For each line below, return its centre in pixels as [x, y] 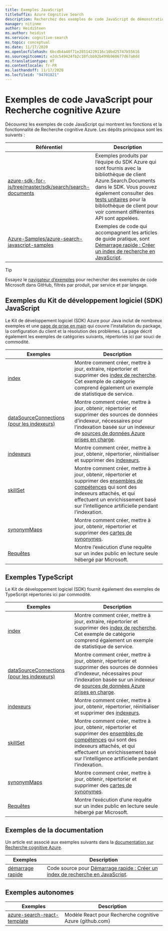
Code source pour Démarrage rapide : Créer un [102, 868]
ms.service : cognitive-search [37, 38]
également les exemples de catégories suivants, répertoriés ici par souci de [83, 336]
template [18, 921]
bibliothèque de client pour [126, 206]
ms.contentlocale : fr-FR [31, 66]
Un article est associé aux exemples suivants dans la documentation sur [79, 842]
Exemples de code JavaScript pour [79, 100]
